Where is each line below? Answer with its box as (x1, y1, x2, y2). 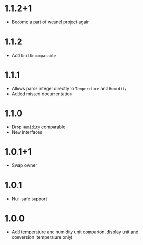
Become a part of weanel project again (11, 19, 89, 25)
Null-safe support (11, 196, 47, 202)
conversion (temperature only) (11, 234, 73, 240)
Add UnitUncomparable (11, 52, 56, 58)
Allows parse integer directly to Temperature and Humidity (11, 85, 127, 91)
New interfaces (11, 129, 42, 135)
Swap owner (11, 162, 37, 168)
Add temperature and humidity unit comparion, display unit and (11, 229, 139, 235)
